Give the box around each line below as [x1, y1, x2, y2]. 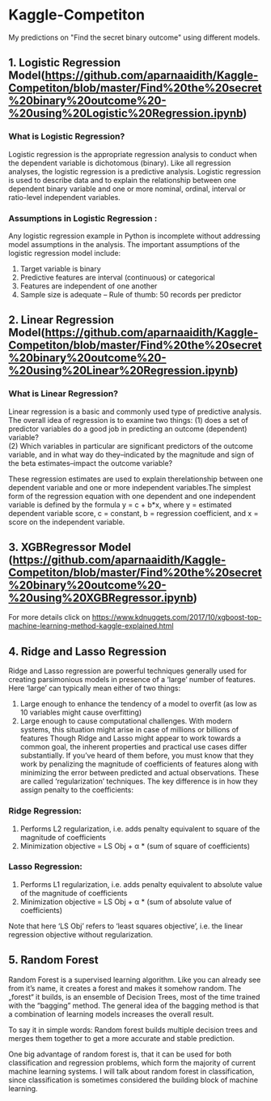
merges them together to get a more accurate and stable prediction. [8, 1033, 235, 1043]
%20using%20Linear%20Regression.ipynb [8, 364, 235, 378]
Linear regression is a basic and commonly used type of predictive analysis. [8, 407, 262, 416]
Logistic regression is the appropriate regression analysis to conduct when [8, 149, 257, 159]
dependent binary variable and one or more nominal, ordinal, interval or [8, 184, 246, 194]
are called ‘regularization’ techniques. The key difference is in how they [19, 776, 258, 787]
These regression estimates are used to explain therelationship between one [8, 474, 264, 484]
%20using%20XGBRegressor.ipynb [8, 591, 194, 604]
